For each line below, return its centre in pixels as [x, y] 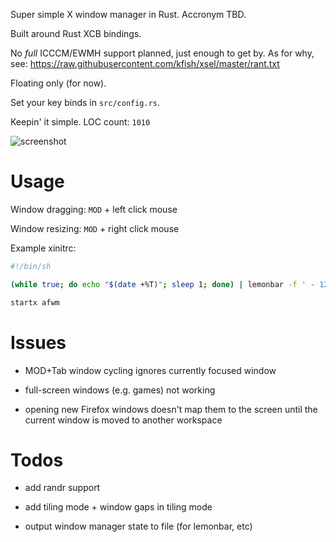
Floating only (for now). [58, 83]
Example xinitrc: [43, 248]
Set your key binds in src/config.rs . [85, 102]
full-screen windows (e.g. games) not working [120, 390]
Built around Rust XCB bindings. [76, 33]
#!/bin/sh [31, 266]
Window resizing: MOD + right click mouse [95, 228]
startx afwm [35, 302]
